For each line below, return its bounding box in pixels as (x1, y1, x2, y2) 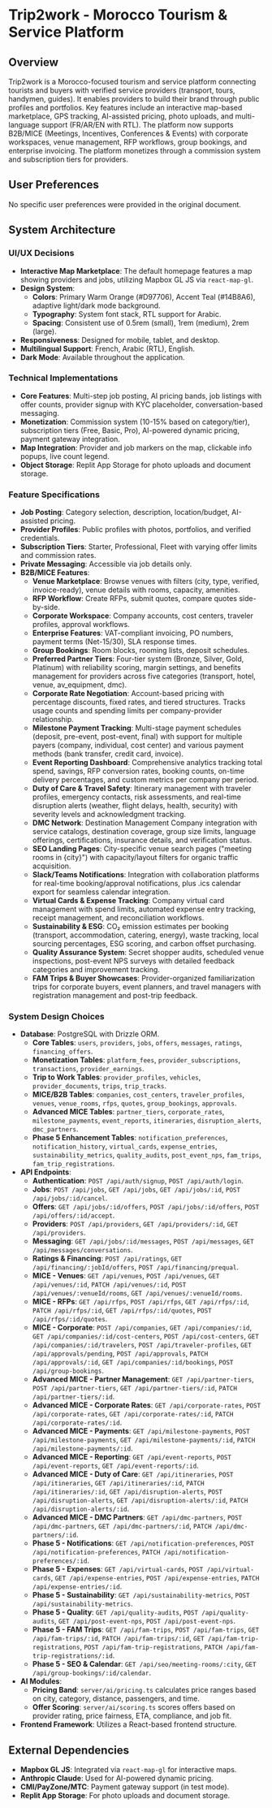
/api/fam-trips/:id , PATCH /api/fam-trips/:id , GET (32, 1633, 205, 1643)
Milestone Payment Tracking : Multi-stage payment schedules (32, 723, 242, 733)
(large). (32, 327, 57, 336)
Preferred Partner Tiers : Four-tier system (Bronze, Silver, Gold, (32, 654, 244, 664)
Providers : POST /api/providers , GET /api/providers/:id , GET (32, 1219, 239, 1229)
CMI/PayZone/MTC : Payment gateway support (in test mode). (19, 1782, 230, 1792)
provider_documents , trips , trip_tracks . (32, 1081, 167, 1091)
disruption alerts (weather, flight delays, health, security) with (32, 801, 238, 811)
